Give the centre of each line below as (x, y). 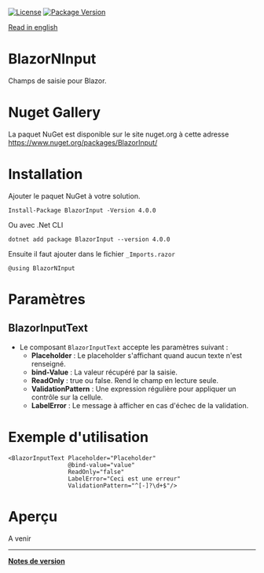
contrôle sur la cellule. (67, 397)
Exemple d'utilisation (79, 437)
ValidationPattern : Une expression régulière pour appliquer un (134, 389)
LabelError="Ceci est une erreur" (124, 479)
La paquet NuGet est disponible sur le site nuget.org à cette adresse (119, 134)
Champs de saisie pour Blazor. (57, 80)
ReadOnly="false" (96, 472)
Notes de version (37, 560)
